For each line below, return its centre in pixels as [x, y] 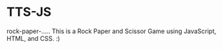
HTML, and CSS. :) [33, 38]
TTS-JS [29, 12]
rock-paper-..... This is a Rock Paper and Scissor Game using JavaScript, [111, 31]
